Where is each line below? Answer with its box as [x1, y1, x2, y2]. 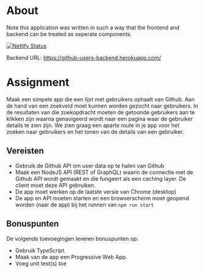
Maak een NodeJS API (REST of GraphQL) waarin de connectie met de [15, 169, 194, 176]
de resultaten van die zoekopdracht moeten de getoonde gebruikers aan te [6, 108, 195, 116]
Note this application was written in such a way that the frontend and [6, 24, 180, 31]
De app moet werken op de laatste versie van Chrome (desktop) [15, 187, 177, 195]
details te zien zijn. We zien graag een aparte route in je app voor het [6, 122, 180, 129]
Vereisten [6, 146, 44, 156]
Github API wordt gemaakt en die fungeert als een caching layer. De [15, 175, 186, 182]
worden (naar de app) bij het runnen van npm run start [15, 201, 154, 208]
